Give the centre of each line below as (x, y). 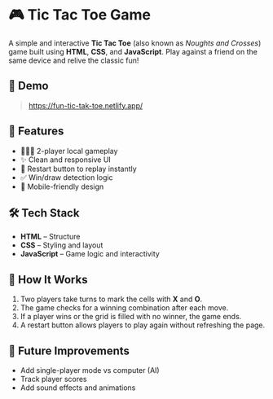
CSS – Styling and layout (62, 245)
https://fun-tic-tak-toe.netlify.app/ (86, 105)
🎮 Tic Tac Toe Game (80, 15)
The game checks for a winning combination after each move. (124, 308)
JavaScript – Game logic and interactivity (90, 254)
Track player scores (53, 379)
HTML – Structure (50, 237)
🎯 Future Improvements (69, 351)
